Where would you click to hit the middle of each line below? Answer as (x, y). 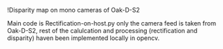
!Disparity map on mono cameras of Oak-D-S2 (73, 10)
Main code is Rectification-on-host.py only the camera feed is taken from (112, 23)
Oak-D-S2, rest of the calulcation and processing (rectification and (102, 31)
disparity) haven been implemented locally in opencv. (83, 38)
